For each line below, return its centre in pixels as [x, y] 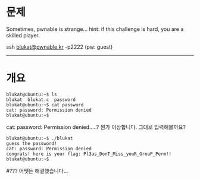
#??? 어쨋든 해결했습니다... [37, 170]
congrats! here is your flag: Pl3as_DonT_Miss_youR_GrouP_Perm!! [89, 154]
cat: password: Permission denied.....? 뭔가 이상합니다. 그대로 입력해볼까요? [96, 127]
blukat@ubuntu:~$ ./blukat [40, 138]
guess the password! [32, 143]
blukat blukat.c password [41, 100]
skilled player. [23, 35]
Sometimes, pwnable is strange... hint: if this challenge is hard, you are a [95, 29]
